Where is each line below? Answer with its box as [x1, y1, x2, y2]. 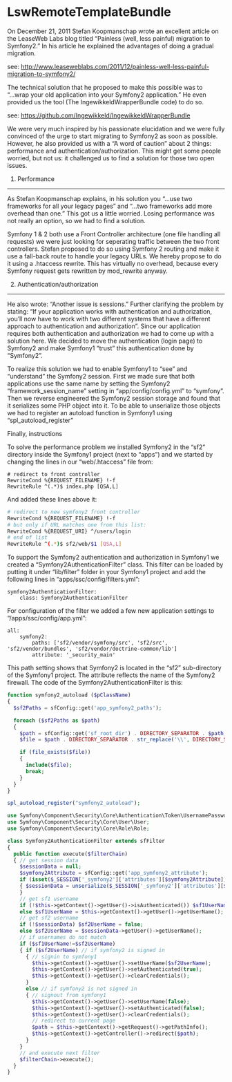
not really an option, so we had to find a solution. [7, 216, 146, 225]
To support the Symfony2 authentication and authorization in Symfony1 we [7, 553, 220, 562]
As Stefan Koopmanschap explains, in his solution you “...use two [7, 194, 193, 202]
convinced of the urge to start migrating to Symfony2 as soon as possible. [7, 132, 218, 140]
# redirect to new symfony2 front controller [7, 509, 140, 515]
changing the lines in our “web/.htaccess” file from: [7, 457, 153, 466]
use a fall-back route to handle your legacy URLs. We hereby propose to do [7, 251, 222, 260]
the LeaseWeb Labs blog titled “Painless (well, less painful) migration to [7, 34, 211, 42]
